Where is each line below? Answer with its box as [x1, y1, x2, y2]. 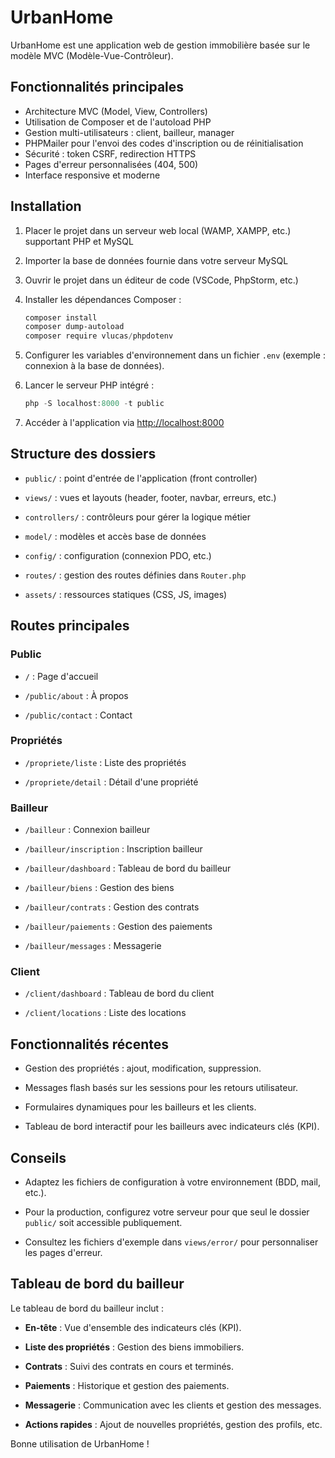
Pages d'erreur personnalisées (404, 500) [24, 158, 199, 170]
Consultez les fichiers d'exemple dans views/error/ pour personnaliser [24, 1236, 319, 1248]
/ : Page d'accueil [24, 670, 99, 682]
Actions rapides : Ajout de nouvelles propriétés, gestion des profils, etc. [24, 1418, 323, 1430]
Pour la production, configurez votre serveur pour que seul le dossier [24, 1206, 310, 1218]
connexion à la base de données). [24, 360, 165, 372]
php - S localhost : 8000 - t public [24, 399, 165, 409]
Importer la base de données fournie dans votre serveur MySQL [24, 254, 289, 266]
